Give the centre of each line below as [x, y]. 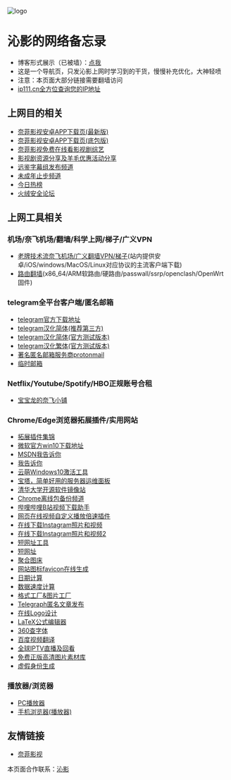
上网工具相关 [35, 218]
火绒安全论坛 [36, 193]
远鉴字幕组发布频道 [45, 166]
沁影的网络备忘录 [57, 42]
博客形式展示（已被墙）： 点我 [59, 62]
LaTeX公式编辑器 [42, 622]
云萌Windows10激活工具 [53, 472]
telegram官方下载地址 [49, 319]
